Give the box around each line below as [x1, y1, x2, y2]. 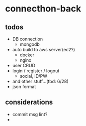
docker [19, 52, 35, 58]
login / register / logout [12, 68, 60, 74]
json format [12, 84, 36, 90]
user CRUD [12, 63, 36, 68]
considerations [5, 98, 53, 107]
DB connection [12, 36, 43, 42]
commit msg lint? [12, 111, 48, 117]
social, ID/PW [19, 73, 48, 79]
